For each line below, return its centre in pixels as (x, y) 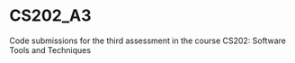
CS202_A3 (50, 16)
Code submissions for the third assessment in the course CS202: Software (147, 40)
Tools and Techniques (50, 49)
